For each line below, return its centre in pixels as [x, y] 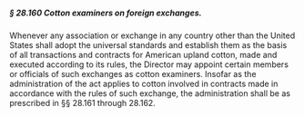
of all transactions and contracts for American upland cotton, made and [143, 54]
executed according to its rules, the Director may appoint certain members [149, 64]
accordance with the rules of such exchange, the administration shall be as [150, 93]
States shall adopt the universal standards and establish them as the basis [148, 44]
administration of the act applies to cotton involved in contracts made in [144, 83]
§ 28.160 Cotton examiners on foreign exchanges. [106, 13]
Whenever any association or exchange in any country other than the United [152, 35]
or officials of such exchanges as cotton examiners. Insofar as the [133, 73]
